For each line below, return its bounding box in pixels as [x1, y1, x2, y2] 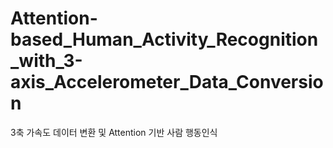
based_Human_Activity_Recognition [10, 28, 319, 51]
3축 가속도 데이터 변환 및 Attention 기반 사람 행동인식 [10, 126, 218, 138]
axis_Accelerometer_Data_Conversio [10, 71, 324, 94]
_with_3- [10, 50, 83, 72]
